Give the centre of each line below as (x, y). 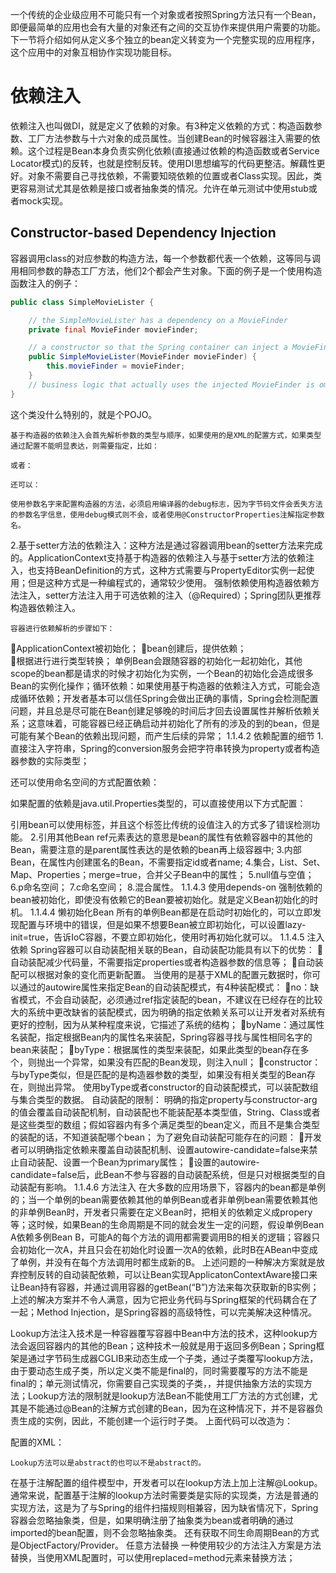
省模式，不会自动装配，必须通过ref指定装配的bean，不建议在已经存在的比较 (166, 999)
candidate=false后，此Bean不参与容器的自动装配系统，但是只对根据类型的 (163, 1174)
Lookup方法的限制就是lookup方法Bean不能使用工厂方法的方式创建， (168, 1395)
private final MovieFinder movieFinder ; (113, 329)
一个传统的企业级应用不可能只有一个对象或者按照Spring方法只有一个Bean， (166, 14)
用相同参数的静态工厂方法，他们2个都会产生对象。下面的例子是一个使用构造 (166, 270)
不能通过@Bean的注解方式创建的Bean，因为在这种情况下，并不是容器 (171, 1408)
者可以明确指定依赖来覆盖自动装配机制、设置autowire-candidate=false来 (160, 1149)
